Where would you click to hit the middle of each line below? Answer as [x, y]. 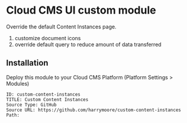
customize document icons [48, 38]
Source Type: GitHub [32, 105]
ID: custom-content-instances [43, 94]
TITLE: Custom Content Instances [47, 99]
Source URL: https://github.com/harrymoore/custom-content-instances [94, 110]
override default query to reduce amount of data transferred [88, 44]
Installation [27, 63]
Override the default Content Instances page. [61, 27]
